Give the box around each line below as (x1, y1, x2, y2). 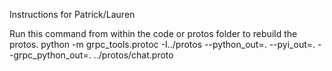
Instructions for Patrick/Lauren (9, 9, 136, 20)
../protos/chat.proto (93, 49, 174, 61)
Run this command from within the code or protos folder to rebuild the (9, 28, 298, 39)
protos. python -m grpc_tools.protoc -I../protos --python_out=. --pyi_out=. (9, 39, 316, 50)
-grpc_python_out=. (9, 49, 92, 61)
